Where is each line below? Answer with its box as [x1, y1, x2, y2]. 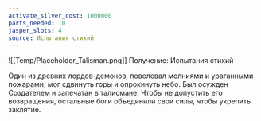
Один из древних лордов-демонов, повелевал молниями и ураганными [8, 71, 254, 80]
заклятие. [8, 105, 41, 115]
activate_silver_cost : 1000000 [8, 11, 112, 20]
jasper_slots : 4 [8, 26, 62, 34]
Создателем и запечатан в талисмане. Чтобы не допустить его [8, 88, 223, 98]
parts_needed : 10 [8, 19, 66, 27]
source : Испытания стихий [8, 33, 94, 42]
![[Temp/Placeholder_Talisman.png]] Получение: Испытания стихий [8, 56, 234, 65]
